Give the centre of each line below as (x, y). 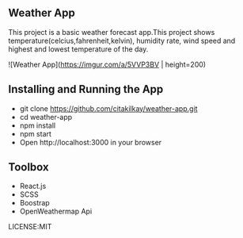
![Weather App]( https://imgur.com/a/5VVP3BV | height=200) (107, 64)
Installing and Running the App (86, 89)
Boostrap (34, 203)
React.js (33, 186)
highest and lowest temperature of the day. (78, 49)
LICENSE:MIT (30, 227)
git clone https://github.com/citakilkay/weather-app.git (108, 108)
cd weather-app (46, 117)
